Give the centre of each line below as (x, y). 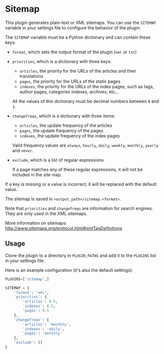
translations (31, 76)
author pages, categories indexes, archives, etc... (69, 92)
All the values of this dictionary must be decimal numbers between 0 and (85, 101)
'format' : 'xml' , (32, 292)
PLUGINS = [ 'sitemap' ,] (27, 279)
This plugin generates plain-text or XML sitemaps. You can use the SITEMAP (81, 23)
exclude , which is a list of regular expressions (58, 160)
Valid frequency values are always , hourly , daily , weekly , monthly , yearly (85, 145)
